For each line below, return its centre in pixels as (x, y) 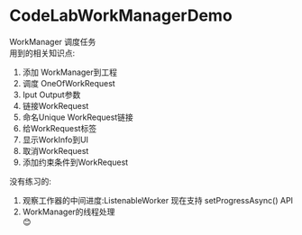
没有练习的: (31, 181)
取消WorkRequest (55, 150)
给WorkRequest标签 (59, 128)
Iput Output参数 (51, 95)
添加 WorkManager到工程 (70, 72)
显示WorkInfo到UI (55, 140)
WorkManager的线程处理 (69, 212)
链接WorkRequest (55, 105)
